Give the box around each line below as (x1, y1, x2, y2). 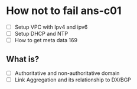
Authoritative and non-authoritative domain (14, 69, 120, 77)
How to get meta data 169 (14, 37, 78, 44)
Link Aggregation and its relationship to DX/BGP (14, 76, 132, 83)
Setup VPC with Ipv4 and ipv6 (14, 23, 88, 30)
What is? (6, 54, 40, 64)
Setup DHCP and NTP (14, 30, 68, 37)
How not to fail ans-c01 (6, 4, 122, 18)
